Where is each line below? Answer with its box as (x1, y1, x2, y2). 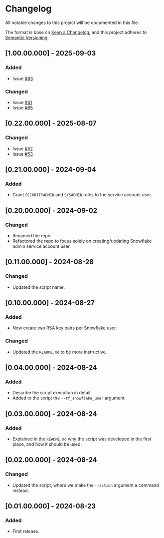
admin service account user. (12, 243, 71, 249)
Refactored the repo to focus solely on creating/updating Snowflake (12, 238, 152, 244)
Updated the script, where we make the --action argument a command (12, 482, 160, 488)
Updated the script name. (12, 284, 65, 290)
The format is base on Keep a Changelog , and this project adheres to (5, 29, 147, 35)
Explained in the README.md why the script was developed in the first (12, 436, 152, 442)
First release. (12, 528, 39, 534)
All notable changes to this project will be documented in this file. (5, 20, 140, 26)
